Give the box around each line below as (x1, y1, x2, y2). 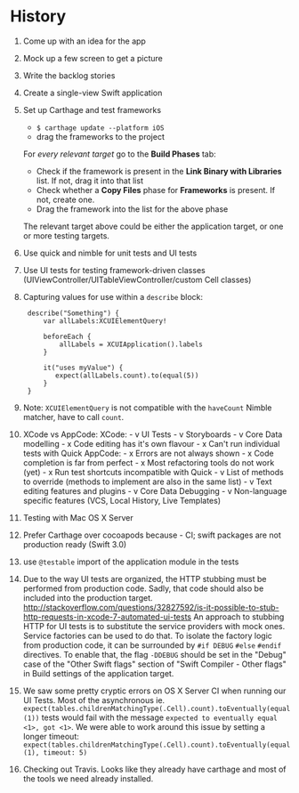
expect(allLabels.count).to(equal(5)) (55, 371, 199, 380)
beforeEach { (43, 332, 92, 341)
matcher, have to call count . (22, 411, 125, 422)
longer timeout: (22, 731, 79, 741)
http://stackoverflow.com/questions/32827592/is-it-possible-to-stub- (22, 602, 279, 612)
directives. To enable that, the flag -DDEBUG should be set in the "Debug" (22, 649, 287, 659)
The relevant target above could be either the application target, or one (22, 221, 284, 231)
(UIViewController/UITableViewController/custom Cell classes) (22, 274, 252, 285)
